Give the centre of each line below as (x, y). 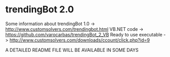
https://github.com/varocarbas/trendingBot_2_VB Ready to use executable (84, 34)
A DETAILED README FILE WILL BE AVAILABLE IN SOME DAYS (72, 50)
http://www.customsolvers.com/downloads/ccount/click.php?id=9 (80, 40)
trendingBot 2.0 (40, 9)
